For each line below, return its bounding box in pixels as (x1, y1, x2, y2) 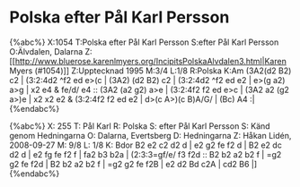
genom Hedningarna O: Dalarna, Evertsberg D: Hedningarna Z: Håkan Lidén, (9, 130, 292, 140)
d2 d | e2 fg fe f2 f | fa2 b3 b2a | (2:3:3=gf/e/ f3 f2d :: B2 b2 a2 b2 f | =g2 (9, 149, 282, 159)
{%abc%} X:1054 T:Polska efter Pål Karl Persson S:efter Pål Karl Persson (9, 37, 279, 47)
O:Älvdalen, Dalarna (9, 46, 84, 56)
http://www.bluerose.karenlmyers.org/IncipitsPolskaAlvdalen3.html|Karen (14, 55, 287, 66)
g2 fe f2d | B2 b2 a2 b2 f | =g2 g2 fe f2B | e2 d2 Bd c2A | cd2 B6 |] (9, 158, 258, 169)
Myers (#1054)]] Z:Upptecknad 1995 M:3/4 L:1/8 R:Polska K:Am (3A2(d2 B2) (9, 65, 292, 76)
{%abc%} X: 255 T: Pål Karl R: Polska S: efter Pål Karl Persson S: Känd (9, 120, 271, 132)
